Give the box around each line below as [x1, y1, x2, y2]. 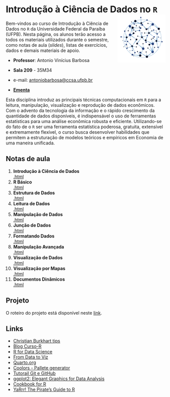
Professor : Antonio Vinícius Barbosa [13, 57, 90, 63]
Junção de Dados [13, 222, 51, 228]
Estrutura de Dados [13, 190, 55, 196]
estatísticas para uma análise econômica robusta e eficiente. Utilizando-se [6, 118, 162, 124]
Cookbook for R [13, 381, 46, 387]
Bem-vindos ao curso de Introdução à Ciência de [6, 20, 109, 26]
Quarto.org [13, 359, 37, 365]
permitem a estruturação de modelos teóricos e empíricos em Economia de [6, 134, 164, 140]
